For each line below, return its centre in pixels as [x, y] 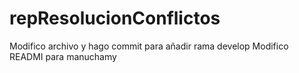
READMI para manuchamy [63, 56]
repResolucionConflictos [115, 18]
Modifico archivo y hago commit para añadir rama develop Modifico [149, 46]
